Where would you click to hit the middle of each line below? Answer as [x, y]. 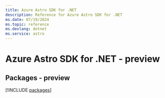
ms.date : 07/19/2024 [27, 19]
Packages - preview [38, 78]
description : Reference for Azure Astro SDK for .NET [64, 15]
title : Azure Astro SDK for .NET [41, 10]
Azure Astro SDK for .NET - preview [83, 59]
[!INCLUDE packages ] [28, 90]
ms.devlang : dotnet [26, 29]
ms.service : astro [25, 34]
